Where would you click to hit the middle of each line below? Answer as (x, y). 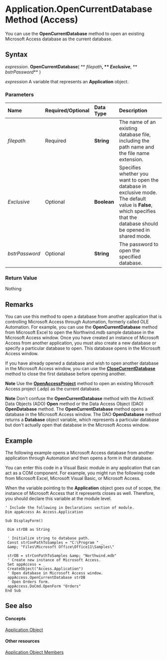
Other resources (22, 641)
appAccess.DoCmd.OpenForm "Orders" (44, 586)
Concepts (15, 618)
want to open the (139, 180)
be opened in (134, 230)
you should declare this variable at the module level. (58, 498)
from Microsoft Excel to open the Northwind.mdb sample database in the (80, 332)
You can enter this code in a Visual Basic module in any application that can (83, 467)
